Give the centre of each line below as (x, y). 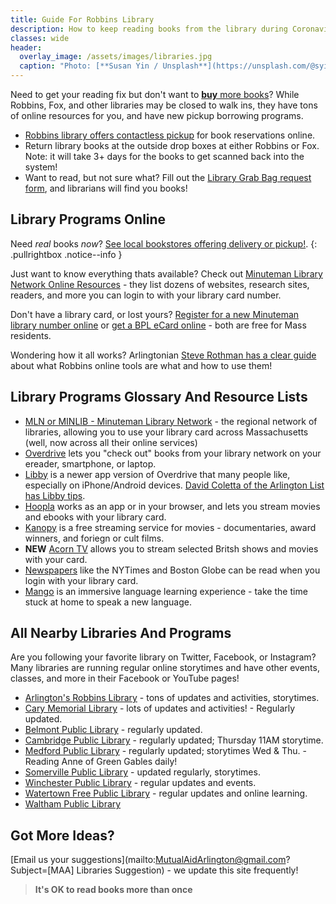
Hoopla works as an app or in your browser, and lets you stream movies (172, 506)
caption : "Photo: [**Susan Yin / (89, 66)
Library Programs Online (88, 219)
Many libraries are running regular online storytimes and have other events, (165, 668)
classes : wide (40, 38)
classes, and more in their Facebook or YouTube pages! (125, 678)
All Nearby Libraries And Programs (121, 633)
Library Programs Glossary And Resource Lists (159, 397)
